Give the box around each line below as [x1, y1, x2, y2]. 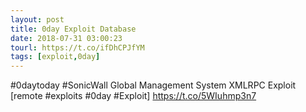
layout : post [10, 14, 65, 25]
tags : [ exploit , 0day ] [10, 52, 101, 62]
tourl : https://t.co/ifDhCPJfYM [10, 42, 145, 53]
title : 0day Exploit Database [10, 24, 137, 34]
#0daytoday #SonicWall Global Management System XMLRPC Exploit [10, 79, 297, 91]
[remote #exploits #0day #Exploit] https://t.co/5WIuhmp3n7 [10, 90, 257, 102]
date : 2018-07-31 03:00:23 [10, 33, 123, 43]
